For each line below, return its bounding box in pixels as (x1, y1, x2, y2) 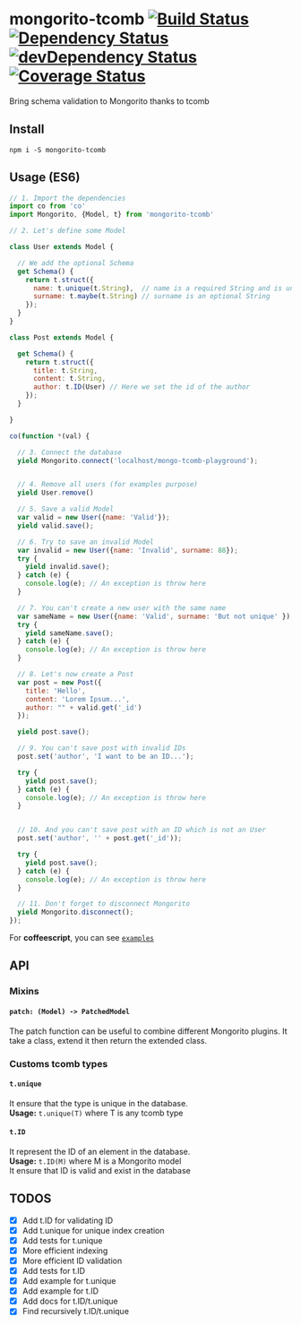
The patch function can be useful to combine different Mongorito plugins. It (9, 1026, 288, 1037)
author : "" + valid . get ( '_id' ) (25, 703, 142, 712)
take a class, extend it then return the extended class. (9, 1035, 208, 1045)
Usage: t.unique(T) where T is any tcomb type (9, 1107, 184, 1118)
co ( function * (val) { (9, 431, 90, 441)
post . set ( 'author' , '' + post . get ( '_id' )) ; (17, 834, 182, 843)
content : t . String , (32, 374, 106, 383)
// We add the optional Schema (17, 258, 134, 268)
